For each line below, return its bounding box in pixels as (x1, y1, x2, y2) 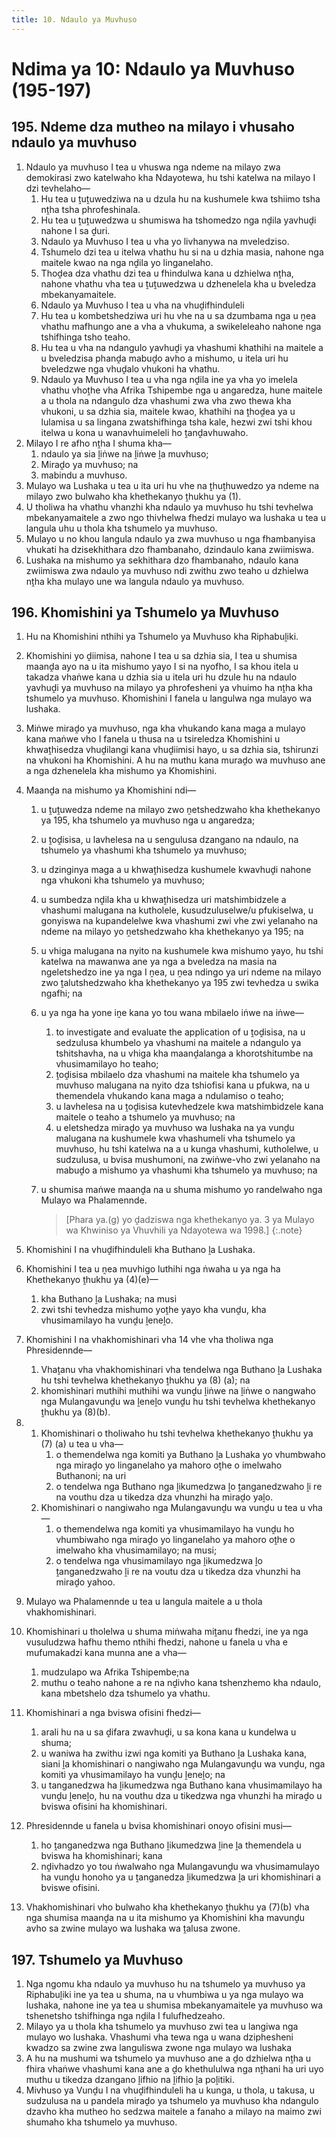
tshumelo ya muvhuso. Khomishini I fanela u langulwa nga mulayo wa (25, 692, 312, 705)
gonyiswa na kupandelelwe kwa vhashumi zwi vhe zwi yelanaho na (40, 915, 319, 927)
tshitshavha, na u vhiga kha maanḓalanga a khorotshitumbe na (55, 1047, 314, 1060)
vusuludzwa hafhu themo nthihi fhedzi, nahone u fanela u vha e (25, 1636, 288, 1648)
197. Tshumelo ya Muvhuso (11, 1951, 184, 1968)
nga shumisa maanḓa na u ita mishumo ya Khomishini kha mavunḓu (25, 1912, 306, 1924)
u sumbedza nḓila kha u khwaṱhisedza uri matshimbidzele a (40, 894, 287, 906)
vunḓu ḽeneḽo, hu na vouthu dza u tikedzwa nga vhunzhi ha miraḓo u (40, 1790, 323, 1802)
